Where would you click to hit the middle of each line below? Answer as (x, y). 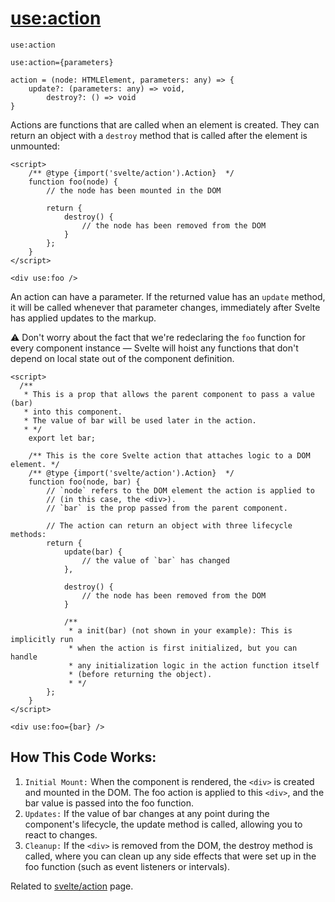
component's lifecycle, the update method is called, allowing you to (163, 824)
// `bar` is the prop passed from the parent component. (167, 508)
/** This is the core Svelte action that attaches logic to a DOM (169, 455)
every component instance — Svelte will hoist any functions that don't (154, 348)
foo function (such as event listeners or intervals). (127, 866)
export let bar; (62, 438)
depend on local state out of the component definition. (122, 358)
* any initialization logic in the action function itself (194, 665)
